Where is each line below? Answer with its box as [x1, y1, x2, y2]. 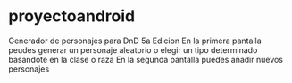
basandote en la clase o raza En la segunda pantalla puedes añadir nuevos [8, 54, 283, 64]
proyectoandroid [8, 6, 136, 26]
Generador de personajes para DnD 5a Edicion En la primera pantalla [8, 35, 263, 46]
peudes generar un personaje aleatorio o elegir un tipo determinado [8, 44, 258, 55]
